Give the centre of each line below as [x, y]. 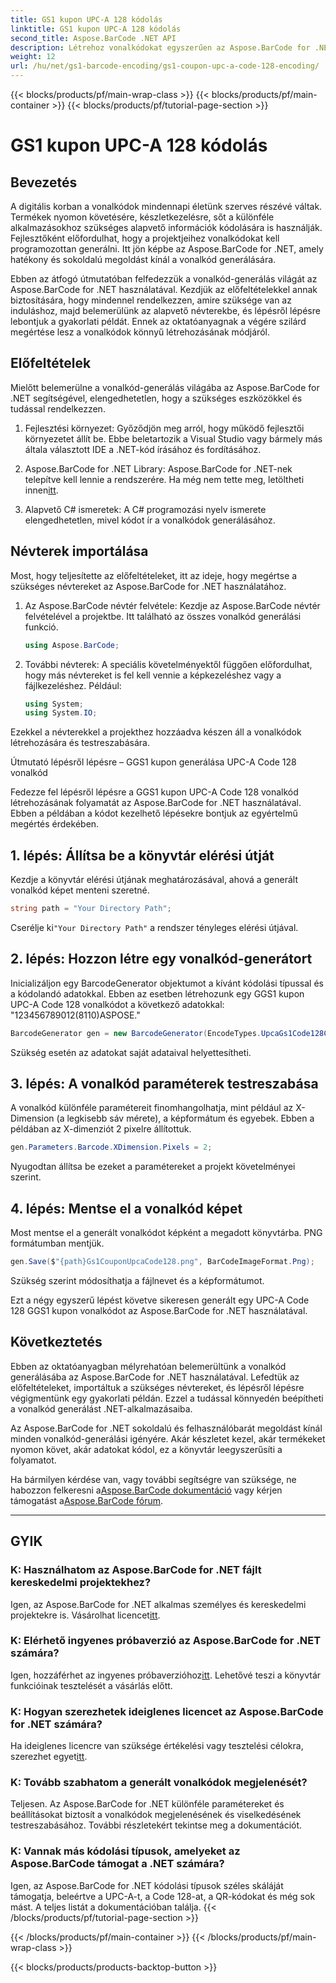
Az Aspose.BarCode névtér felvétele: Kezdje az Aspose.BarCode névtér [172, 605]
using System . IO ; [61, 713]
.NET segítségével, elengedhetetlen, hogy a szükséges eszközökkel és [156, 398]
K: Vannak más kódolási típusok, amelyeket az [125, 1851]
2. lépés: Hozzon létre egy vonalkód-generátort [161, 959]
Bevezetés [44, 182]
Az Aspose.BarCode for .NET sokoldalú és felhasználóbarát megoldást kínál [166, 1428]
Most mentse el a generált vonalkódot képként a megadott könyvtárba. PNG [166, 1233]
